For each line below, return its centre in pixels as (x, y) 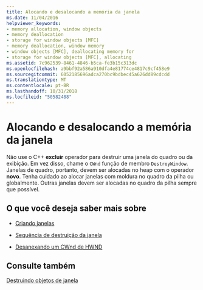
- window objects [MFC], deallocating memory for (71, 52)
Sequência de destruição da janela (58, 235)
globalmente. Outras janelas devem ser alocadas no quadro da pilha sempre (102, 183)
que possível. (23, 189)
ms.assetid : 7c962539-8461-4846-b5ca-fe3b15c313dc (72, 63)
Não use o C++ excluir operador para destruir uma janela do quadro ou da (100, 157)
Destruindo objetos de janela (42, 280)
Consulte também (41, 266)
